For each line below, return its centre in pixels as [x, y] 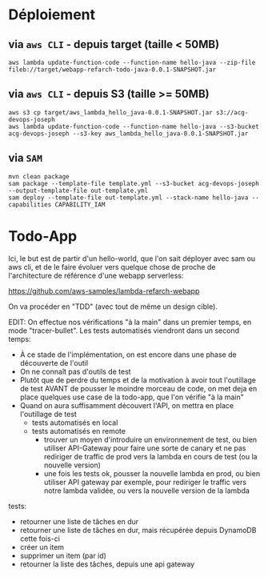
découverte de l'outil [54, 363]
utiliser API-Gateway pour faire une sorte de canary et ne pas [145, 448]
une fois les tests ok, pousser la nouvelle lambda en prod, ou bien [152, 473]
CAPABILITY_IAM [80, 204]
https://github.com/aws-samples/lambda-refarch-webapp [104, 291]
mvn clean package [39, 176]
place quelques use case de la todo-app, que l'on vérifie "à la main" [132, 397]
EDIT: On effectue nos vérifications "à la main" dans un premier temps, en [130, 322]
